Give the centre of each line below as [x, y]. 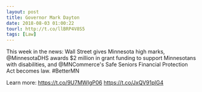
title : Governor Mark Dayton [43, 18]
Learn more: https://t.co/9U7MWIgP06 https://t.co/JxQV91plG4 [85, 83]
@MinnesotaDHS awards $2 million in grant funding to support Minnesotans [101, 58]
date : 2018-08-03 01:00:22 [40, 23]
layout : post [23, 12]
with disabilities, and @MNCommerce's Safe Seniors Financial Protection [97, 65]
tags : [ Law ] [21, 34]
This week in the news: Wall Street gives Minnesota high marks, [86, 51]
